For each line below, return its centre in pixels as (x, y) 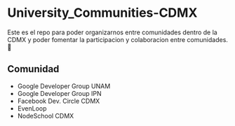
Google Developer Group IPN (59, 93)
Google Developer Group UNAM (64, 86)
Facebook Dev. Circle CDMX (59, 101)
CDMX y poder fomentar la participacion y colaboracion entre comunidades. (117, 39)
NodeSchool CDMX (46, 115)
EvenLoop (32, 108)
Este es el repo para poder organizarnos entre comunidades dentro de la (112, 32)
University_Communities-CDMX (102, 13)
